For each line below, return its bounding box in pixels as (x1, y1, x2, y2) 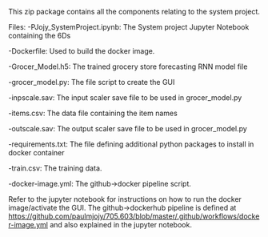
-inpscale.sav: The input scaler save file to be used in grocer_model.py (8, 93, 242, 102)
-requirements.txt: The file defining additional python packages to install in (8, 139, 254, 149)
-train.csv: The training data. (8, 163, 102, 173)
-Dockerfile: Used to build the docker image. (8, 46, 155, 55)
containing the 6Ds (8, 31, 71, 40)
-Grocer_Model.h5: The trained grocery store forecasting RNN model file (8, 62, 248, 71)
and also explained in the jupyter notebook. (49, 220, 192, 229)
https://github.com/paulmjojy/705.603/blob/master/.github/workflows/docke (8, 211, 260, 221)
